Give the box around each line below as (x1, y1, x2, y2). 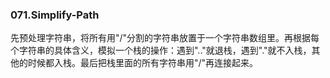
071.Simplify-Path (10, 8, 100, 22)
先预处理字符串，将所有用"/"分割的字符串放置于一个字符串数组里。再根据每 (10, 32, 320, 44)
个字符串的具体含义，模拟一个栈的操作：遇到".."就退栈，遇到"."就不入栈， (10, 44, 312, 57)
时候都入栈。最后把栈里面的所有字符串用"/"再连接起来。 (27, 57, 259, 69)
